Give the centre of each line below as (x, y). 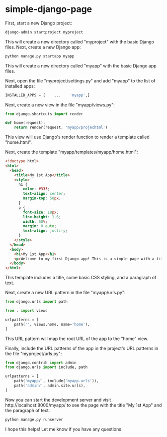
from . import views (27, 311)
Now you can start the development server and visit (58, 400)
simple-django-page (49, 9)
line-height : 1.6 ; (42, 217)
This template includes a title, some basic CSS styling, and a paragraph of (81, 278)
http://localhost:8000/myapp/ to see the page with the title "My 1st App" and (83, 405)
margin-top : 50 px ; (42, 198)
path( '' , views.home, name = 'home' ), (52, 324)
